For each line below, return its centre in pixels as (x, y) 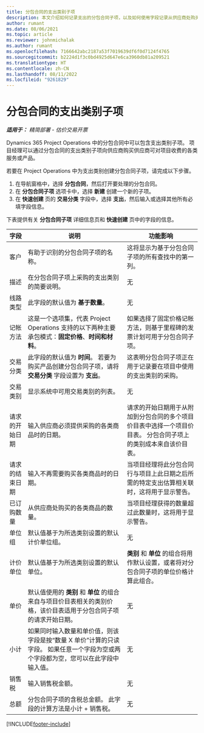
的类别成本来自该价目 (157, 444)
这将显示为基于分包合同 (160, 248)
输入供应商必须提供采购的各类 (70, 426)
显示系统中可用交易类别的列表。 (73, 392)
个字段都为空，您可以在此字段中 (73, 659)
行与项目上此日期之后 (157, 474)
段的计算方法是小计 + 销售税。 (71, 709)
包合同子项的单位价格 (157, 572)
